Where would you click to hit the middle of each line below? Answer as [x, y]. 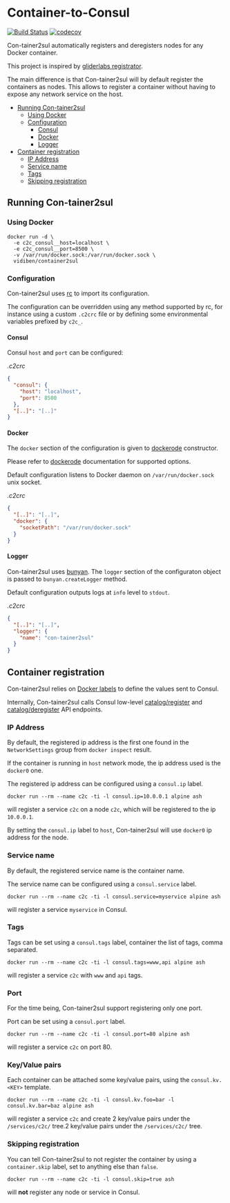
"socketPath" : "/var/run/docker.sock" [75, 528]
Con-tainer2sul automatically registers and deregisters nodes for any [105, 45]
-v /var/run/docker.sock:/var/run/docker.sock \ [85, 255]
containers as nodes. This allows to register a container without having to [112, 86]
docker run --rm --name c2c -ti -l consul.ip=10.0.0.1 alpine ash [105, 796]
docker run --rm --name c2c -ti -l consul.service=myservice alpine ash [114, 897]
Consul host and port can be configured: [65, 353]
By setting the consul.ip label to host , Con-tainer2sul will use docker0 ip [109, 830]
